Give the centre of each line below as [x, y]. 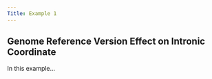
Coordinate [32, 52]
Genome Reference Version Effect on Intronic [106, 42]
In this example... [31, 69]
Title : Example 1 [32, 13]
